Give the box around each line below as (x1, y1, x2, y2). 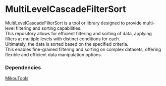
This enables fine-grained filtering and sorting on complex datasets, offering (5, 46, 161, 52)
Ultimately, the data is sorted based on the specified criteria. (5, 41, 129, 47)
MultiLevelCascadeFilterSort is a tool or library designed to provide (5, 20, 142, 26)
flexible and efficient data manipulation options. (5, 51, 103, 58)
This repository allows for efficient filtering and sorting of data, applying (5, 30, 152, 36)
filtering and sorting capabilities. (15, 25, 82, 31)
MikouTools (5, 76, 29, 82)
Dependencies (5, 64, 41, 71)
